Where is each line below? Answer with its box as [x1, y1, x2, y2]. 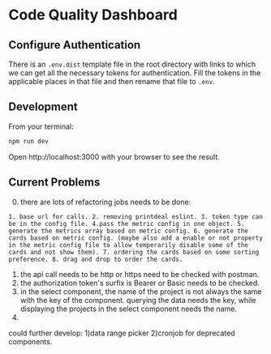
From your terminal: [8, 122, 75, 131]
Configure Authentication [8, 38, 141, 52]
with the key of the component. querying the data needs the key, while [19, 295, 256, 305]
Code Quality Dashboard [8, 6, 179, 24]
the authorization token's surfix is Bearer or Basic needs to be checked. [19, 278, 260, 288]
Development [8, 100, 79, 114]
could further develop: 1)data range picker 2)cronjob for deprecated [8, 328, 235, 338]
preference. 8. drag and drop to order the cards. [8, 255, 183, 263]
